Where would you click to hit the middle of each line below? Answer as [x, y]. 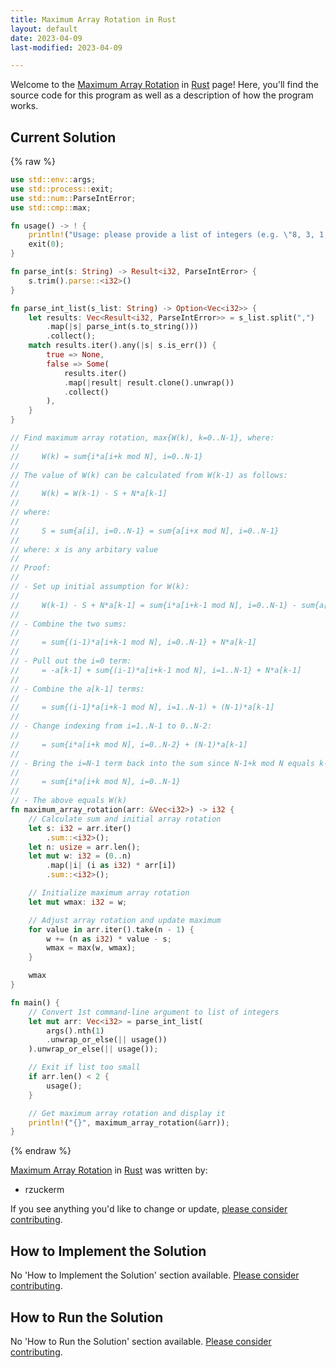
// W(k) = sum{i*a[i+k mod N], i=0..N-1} [106, 456]
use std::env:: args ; [53, 180]
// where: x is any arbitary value [84, 549]
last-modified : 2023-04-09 [66, 47]
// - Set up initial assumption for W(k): [100, 587]
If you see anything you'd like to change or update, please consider [149, 1209]
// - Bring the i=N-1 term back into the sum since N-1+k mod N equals [162, 763]
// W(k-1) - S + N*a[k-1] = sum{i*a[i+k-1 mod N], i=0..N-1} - [154, 605]
